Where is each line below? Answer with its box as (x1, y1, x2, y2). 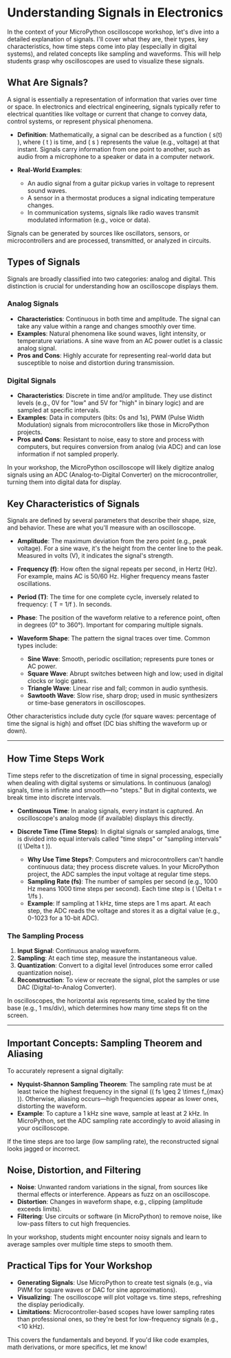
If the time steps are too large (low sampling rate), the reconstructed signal (7, 1137, 219, 1145)
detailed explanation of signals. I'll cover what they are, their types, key (7, 34, 208, 43)
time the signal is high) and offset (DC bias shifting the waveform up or (7, 719, 208, 727)
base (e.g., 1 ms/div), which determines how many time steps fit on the (7, 1004, 208, 1012)
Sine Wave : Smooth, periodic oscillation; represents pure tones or (27, 654, 214, 662)
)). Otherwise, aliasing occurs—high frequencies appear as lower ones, (16, 1094, 219, 1103)
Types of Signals (7, 256, 80, 268)
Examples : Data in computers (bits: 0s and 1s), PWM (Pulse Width (16, 413, 204, 421)
